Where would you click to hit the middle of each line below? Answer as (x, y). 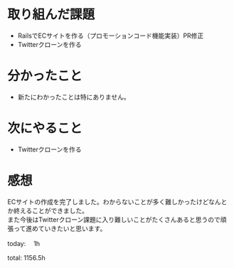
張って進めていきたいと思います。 (57, 228)
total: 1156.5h (27, 257)
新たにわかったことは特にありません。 (74, 97)
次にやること (45, 128)
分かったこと (45, 76)
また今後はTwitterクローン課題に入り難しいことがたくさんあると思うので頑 (117, 219)
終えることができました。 (51, 210)
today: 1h (24, 243)
